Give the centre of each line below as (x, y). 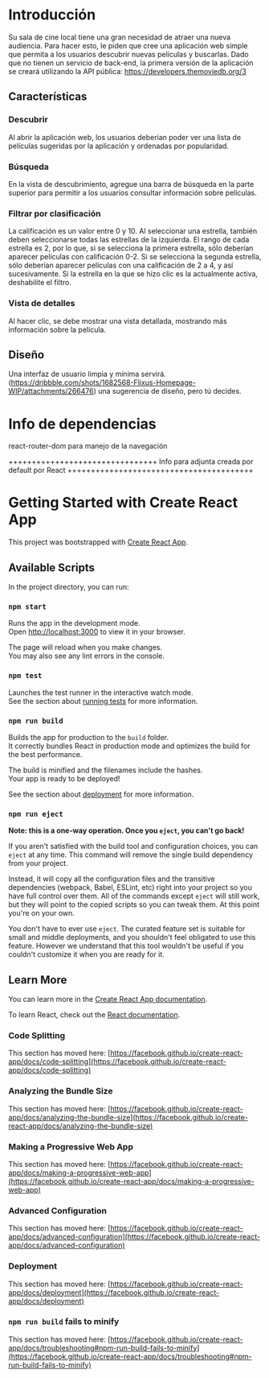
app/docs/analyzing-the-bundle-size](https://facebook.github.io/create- (128, 1117)
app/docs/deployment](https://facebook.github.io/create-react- (114, 1292)
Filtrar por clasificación (55, 213)
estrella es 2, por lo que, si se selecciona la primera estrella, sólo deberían (131, 248)
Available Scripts (51, 567)
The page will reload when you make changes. (86, 648)
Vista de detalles (42, 304)
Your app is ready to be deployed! (64, 778)
